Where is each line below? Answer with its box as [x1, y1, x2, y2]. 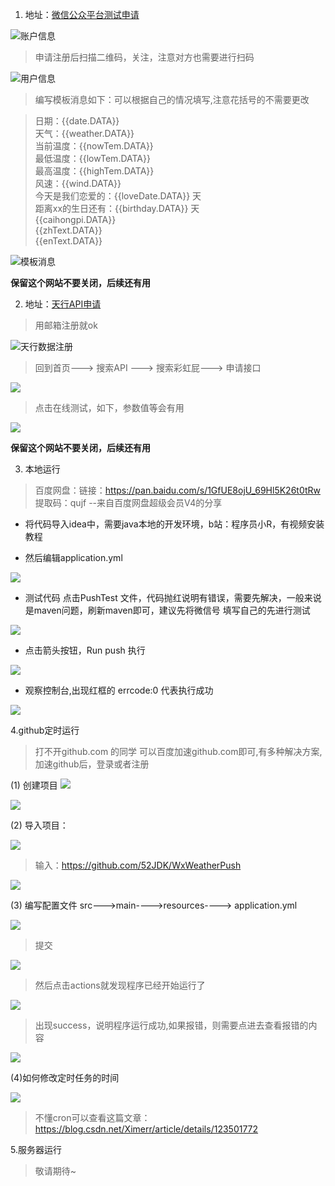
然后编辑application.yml [24, 552, 123, 563]
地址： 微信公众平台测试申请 [24, 9, 140, 20]
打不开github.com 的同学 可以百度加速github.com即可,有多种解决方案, [34, 746, 323, 757]
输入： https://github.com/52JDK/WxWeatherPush [34, 859, 242, 871]
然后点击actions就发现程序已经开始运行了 [34, 979, 206, 991]
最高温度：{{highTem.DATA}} [34, 165, 155, 177]
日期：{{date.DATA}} [34, 115, 120, 127]
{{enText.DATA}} [34, 235, 103, 247]
